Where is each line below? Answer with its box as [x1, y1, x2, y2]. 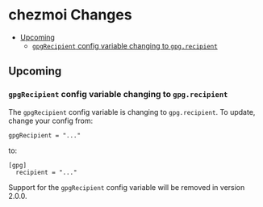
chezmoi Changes [8, 6, 132, 24]
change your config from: [8, 116, 94, 125]
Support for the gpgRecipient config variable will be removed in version [8, 182, 245, 192]
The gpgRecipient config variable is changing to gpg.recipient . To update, [8, 107, 256, 116]
